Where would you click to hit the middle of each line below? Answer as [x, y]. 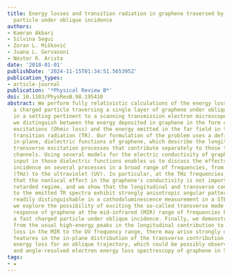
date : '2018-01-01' [35, 65]
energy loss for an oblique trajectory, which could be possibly [109, 245]
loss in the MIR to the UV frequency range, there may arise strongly [117, 232]
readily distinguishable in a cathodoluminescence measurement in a [114, 200]
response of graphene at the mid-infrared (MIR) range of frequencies [117, 212]
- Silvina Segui [30, 39]
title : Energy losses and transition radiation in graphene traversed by [116, 13]
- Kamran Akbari [30, 33]
